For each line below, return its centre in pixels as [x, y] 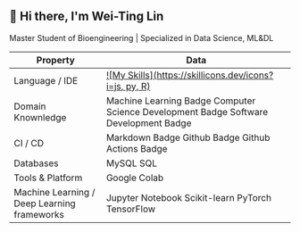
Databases [36, 163]
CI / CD [29, 143]
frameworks [39, 214]
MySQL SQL [132, 163]
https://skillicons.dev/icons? [215, 75]
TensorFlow [131, 209]
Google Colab [135, 178]
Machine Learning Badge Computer [181, 101]
